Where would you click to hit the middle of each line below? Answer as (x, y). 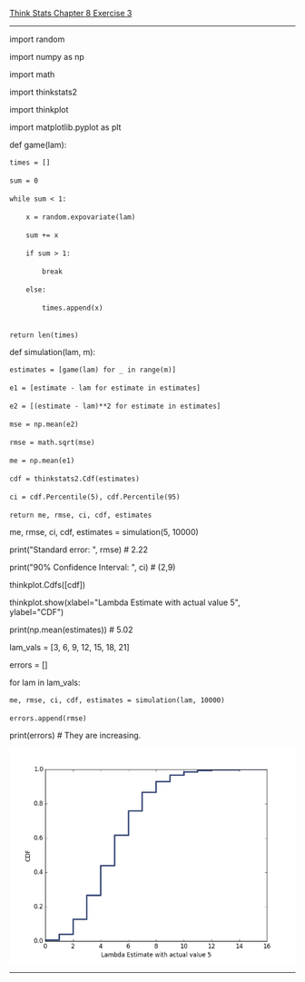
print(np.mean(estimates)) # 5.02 (71, 630)
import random (37, 39)
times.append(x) (73, 308)
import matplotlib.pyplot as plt (65, 127)
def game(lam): (38, 145)
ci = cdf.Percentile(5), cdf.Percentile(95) (95, 497)
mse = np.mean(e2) (44, 424)
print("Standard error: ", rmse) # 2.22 (79, 550)
